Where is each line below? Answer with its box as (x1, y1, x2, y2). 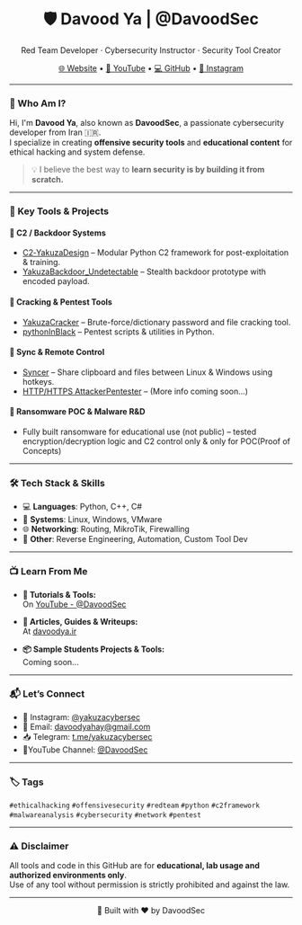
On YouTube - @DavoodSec (22, 599, 127, 609)
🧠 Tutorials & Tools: (22, 589, 96, 600)
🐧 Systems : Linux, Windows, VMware (22, 514, 163, 525)
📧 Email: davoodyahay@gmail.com (22, 721, 151, 732)
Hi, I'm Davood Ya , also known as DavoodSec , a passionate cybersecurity (9, 118, 285, 129)
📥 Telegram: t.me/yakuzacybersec (22, 731, 153, 742)
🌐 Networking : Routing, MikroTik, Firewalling (22, 524, 191, 535)
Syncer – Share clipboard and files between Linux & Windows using (22, 367, 272, 378)
